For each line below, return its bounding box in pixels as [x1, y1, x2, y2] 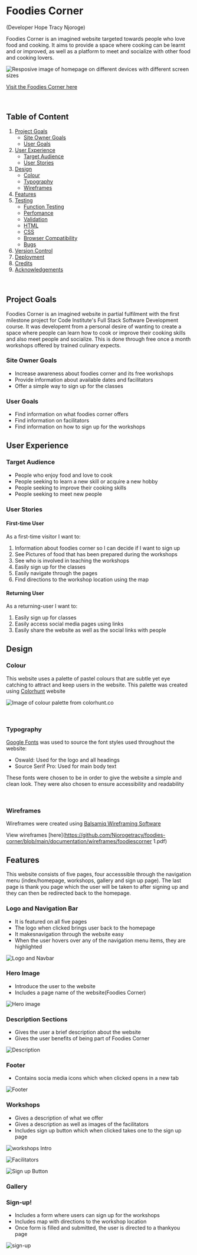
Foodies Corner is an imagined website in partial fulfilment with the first [6, 310, 180, 317]
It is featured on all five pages [14, 918, 87, 925]
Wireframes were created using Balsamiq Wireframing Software [6, 820, 161, 827]
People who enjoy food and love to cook [14, 472, 113, 479]
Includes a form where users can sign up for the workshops [14, 1211, 160, 1218]
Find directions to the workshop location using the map [14, 576, 149, 583]
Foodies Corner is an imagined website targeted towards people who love [6, 35, 185, 42]
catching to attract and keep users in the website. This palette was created [6, 681, 188, 688]
